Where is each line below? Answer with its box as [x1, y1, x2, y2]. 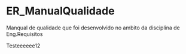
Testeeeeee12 [6, 42, 41, 49]
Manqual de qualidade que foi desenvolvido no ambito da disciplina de [6, 24, 181, 31]
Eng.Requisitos [6, 30, 43, 37]
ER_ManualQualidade [6, 4, 115, 18]
